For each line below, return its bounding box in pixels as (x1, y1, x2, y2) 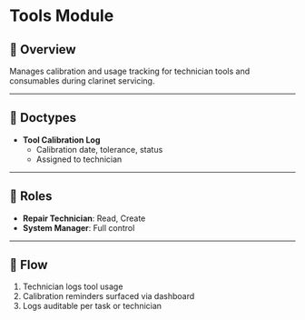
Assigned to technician (35, 154, 123, 165)
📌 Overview (9, 42, 76, 57)
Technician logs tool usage (22, 281, 123, 292)
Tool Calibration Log (22, 134, 101, 145)
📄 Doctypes (9, 110, 77, 125)
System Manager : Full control (22, 222, 135, 233)
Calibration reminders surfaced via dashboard (22, 291, 195, 302)
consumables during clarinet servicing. (9, 75, 155, 86)
